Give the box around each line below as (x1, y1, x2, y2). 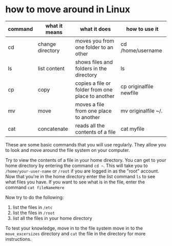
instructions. (5, 236, 32, 242)
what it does (80, 25, 111, 32)
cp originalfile (120, 83, 154, 90)
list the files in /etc (12, 204, 53, 210)
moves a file (75, 101, 104, 108)
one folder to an (75, 44, 114, 51)
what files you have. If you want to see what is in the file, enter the (5, 179, 145, 185)
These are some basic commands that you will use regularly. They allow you (5, 141, 166, 147)
